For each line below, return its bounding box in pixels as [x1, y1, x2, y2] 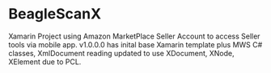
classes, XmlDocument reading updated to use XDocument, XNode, [8, 48, 235, 58]
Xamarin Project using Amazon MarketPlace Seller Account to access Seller [8, 31, 260, 41]
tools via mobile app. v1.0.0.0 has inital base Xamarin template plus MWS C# [8, 39, 263, 49]
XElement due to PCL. [8, 57, 82, 67]
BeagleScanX [8, 5, 102, 23]
